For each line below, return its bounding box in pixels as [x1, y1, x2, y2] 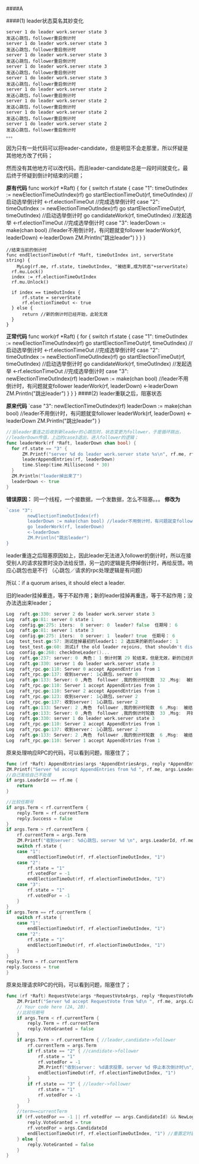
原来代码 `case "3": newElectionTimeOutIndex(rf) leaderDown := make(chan [6, 403, 192, 409]
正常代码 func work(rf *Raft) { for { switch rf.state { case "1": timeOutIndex [6, 333, 188, 340]
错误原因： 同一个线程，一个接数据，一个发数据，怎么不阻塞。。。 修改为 [6, 496, 181, 503]
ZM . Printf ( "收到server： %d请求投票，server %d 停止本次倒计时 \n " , [37, 1065, 194, 1070]
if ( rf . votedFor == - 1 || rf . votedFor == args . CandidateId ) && [17, 1114, 176, 1120]
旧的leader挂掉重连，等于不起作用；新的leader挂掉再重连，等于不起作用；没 [6, 591, 193, 599]
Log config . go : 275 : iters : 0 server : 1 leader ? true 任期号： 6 [6, 633, 175, 639]
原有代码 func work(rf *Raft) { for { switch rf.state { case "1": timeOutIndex [6, 185, 188, 191]
